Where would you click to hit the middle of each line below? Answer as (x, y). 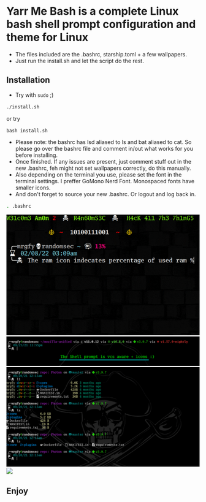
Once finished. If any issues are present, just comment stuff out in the (103, 161)
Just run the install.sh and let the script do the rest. (79, 61)
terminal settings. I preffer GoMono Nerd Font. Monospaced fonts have (105, 181)
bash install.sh (27, 131)
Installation (28, 80)
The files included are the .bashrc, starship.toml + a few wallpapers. (101, 54)
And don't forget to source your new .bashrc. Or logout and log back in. (105, 194)
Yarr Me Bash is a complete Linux (93, 11)
